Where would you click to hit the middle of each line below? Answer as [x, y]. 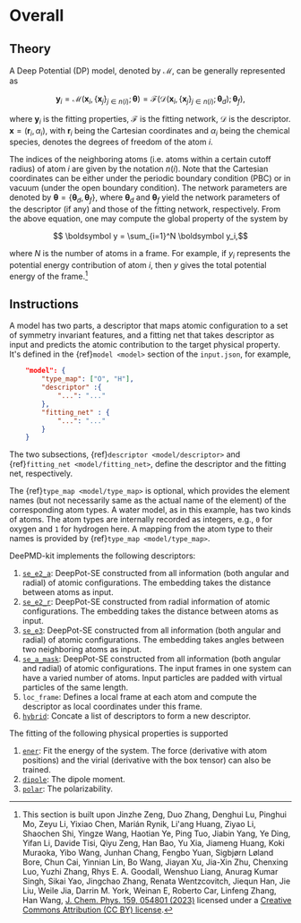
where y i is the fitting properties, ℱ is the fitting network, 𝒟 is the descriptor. [150, 120]
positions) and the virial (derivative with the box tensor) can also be [146, 760]
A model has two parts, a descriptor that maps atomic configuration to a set [149, 326]
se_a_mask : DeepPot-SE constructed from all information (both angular [151, 659]
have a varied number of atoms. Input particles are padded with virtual [152, 678]
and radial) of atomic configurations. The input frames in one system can [157, 669]
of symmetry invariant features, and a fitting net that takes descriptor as [142, 335]
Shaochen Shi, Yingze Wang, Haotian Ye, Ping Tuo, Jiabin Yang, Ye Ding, [156, 833]
